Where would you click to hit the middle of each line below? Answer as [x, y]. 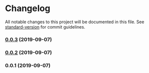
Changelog [28, 8]
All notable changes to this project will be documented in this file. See [75, 22]
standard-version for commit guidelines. [45, 27]
